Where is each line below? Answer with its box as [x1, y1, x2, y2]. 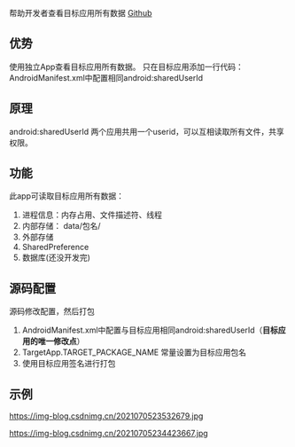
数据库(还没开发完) [21, 252, 91, 263]
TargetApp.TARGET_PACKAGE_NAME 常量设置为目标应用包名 [21, 347, 246, 357]
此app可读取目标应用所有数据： [9, 191, 125, 201]
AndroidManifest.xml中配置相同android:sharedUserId [9, 72, 204, 82]
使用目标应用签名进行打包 [21, 358, 116, 369]
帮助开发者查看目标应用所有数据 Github [9, 8, 152, 18]
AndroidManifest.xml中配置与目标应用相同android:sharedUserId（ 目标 [21, 325, 279, 335]
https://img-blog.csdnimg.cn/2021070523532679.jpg [9, 411, 204, 421]
